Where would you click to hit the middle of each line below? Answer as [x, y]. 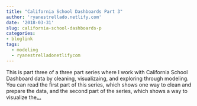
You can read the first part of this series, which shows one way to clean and [99, 85]
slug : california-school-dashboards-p [54, 28]
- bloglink [20, 39]
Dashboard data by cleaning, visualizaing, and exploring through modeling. [98, 78]
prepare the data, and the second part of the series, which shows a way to [97, 91]
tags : [13, 45]
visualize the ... [24, 97]
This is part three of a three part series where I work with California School [97, 72]
